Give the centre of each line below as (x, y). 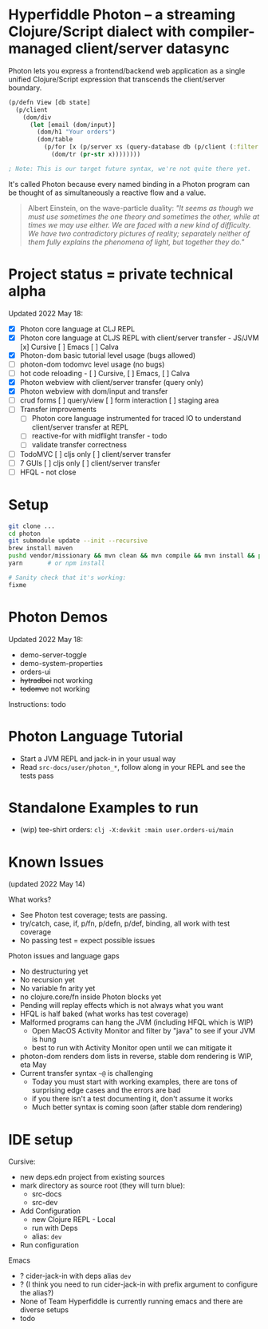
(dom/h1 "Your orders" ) (76, 132)
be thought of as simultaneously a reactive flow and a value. (107, 192)
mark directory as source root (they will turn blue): (102, 1186)
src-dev (45, 1203)
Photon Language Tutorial (96, 736)
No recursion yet (47, 980)
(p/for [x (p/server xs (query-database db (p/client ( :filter (151, 147)
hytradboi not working (56, 680)
